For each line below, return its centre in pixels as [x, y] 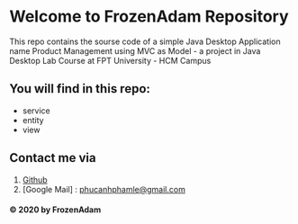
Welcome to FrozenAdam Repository [149, 17]
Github [35, 179]
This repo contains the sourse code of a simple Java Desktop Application [145, 41]
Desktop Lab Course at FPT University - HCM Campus [110, 60]
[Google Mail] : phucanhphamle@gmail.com [104, 189]
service [36, 111]
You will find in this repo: [80, 89]
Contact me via [53, 158]
